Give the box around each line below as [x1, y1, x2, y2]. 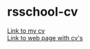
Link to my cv [7, 27, 45, 35]
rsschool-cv [7, 4, 78, 20]
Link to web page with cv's [7, 33, 83, 42]
